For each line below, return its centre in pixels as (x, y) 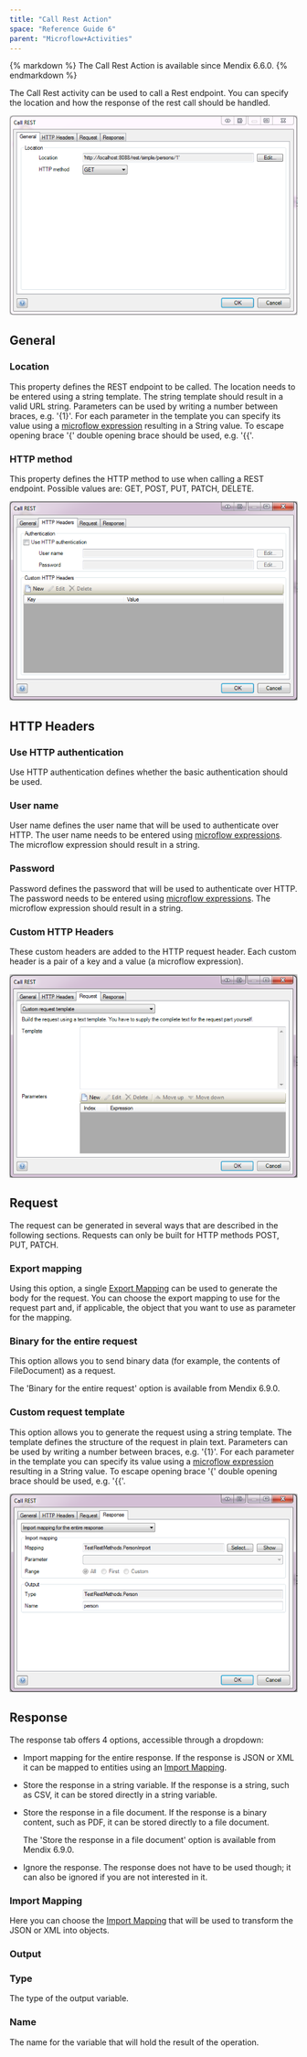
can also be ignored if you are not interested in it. (115, 1877)
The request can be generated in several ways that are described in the (144, 1225)
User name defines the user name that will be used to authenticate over (144, 825)
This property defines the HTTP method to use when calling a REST (137, 478)
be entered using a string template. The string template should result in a (146, 396)
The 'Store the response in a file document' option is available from (149, 1839)
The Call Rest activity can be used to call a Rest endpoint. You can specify (149, 93)
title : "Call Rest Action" (61, 19)
